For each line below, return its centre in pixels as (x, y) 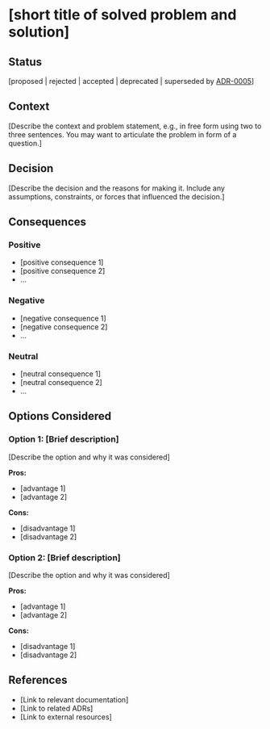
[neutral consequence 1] (60, 374)
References (38, 680)
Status (25, 62)
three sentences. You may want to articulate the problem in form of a (123, 134)
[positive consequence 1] (62, 262)
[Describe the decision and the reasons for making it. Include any (117, 188)
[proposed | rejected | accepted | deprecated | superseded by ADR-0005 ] (131, 81)
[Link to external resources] (66, 717)
